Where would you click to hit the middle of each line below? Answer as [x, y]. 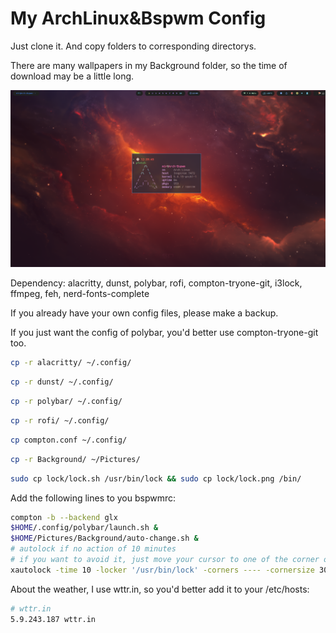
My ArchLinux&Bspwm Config [138, 18]
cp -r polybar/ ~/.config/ [66, 402]
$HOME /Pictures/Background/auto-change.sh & [104, 538]
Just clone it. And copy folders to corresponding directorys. [133, 46]
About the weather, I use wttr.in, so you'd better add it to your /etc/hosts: [160, 589]
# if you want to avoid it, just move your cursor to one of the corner [165, 560]
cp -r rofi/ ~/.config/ [60, 421]
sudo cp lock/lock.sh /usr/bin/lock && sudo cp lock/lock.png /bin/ [156, 478]
